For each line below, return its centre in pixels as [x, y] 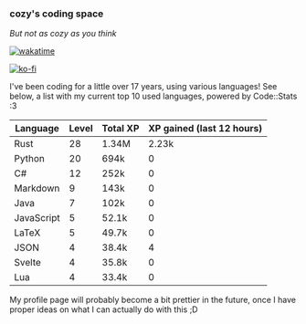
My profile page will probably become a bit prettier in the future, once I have [153, 300]
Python [30, 159]
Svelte [27, 263]
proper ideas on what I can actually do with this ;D [104, 309]
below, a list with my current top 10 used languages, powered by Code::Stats [153, 96]
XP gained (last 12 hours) [206, 129]
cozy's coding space [57, 14]
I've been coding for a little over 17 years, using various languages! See [143, 87]
